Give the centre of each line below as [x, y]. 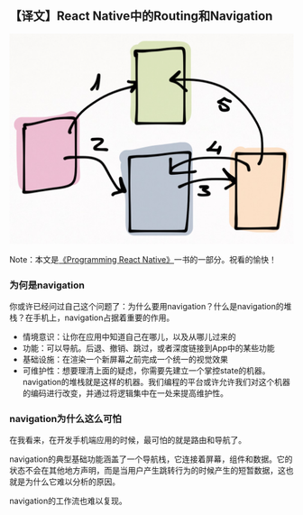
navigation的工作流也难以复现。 [69, 501]
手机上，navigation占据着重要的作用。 [104, 317]
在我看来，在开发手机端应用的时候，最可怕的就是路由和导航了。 [128, 440]
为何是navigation [47, 285]
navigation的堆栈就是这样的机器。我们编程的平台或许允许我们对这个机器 [156, 382]
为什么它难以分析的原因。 [72, 482]
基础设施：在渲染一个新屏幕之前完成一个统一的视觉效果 [125, 360]
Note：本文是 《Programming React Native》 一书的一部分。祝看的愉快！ [143, 259]
